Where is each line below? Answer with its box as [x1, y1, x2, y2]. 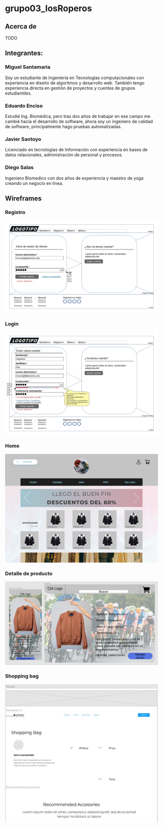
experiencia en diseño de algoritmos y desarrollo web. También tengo [5, 80, 145, 85]
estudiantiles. [5, 90, 32, 96]
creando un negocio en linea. [5, 180, 64, 186]
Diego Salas [5, 164, 34, 171]
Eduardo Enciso [5, 102, 43, 109]
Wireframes [5, 194, 42, 202]
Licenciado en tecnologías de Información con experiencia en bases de [5, 147, 148, 153]
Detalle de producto [5, 570, 53, 577]
